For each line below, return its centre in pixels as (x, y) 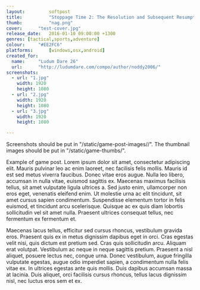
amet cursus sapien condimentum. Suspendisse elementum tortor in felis (96, 200)
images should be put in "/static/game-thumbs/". (66, 151)
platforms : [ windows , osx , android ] (56, 51)
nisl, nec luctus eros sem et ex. (44, 281)
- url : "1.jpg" (30, 78)
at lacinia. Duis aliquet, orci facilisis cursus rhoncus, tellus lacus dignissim (96, 275)
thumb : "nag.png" (40, 23)
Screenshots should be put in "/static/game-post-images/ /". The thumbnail (98, 144)
